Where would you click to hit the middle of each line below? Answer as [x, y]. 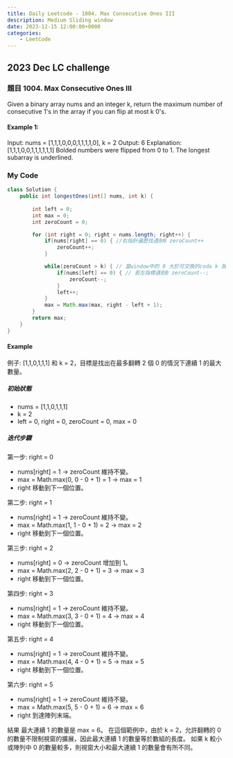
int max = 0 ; [51, 216]
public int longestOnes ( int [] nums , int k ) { [87, 196]
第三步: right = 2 [30, 548]
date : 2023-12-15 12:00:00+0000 [54, 26]
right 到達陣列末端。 [46, 715]
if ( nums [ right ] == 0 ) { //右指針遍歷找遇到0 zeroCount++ [124, 241]
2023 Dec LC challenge [59, 68]
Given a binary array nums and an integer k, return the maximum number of [115, 104]
